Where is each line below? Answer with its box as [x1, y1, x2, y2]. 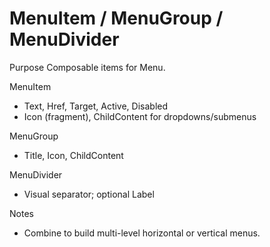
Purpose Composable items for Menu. [9, 61, 166, 73]
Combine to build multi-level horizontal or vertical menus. [23, 227, 261, 239]
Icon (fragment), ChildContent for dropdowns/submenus [23, 110, 257, 122]
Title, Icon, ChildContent [23, 149, 124, 161]
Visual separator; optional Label [23, 188, 155, 200]
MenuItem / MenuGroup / [9, 7, 224, 30]
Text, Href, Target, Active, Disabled [23, 100, 169, 112]
